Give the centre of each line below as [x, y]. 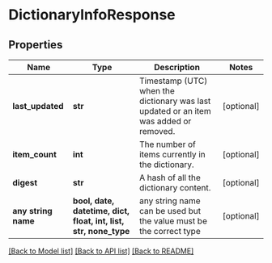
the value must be [173, 221]
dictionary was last [175, 101]
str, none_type [101, 231]
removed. [157, 131]
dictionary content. [175, 188]
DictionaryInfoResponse [92, 15]
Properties [36, 45]
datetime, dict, [101, 211]
